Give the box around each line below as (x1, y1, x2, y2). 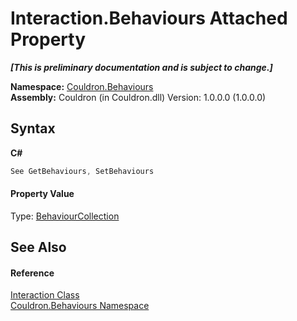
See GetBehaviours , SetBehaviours (10, 166, 155, 176)
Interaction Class (10, 289, 80, 301)
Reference (10, 267, 55, 279)
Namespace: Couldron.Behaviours (10, 80, 154, 92)
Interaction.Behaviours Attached (10, 7, 288, 30)
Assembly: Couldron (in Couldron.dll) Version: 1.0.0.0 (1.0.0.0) (10, 91, 267, 103)
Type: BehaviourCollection (10, 210, 120, 222)
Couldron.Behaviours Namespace (10, 300, 150, 312)
